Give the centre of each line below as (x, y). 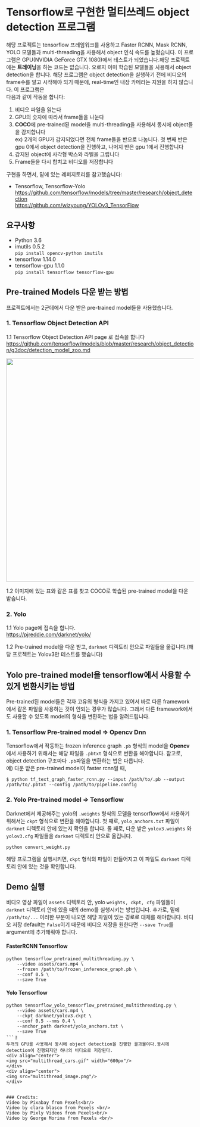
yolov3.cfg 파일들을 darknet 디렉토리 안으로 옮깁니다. (69, 836)
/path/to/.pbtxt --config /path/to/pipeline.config (71, 785)
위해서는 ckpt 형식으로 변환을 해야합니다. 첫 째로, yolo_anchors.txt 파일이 (93, 821)
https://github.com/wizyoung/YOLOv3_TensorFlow (77, 205)
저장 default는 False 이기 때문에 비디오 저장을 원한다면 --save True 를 (93, 924)
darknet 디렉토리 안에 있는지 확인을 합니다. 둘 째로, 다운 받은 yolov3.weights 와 (99, 828)
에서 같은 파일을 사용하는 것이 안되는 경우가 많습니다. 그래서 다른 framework (95, 709)
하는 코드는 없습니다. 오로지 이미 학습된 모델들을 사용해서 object (117, 67)
